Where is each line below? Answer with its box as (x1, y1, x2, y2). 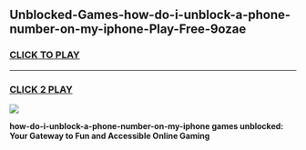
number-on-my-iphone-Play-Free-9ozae (9, 22, 247, 37)
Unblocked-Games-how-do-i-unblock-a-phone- (9, 7, 291, 23)
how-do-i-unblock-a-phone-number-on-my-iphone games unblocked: (9, 120, 284, 131)
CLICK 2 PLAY (9, 83, 73, 95)
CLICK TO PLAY (9, 49, 80, 62)
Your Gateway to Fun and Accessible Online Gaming (9, 130, 210, 141)
